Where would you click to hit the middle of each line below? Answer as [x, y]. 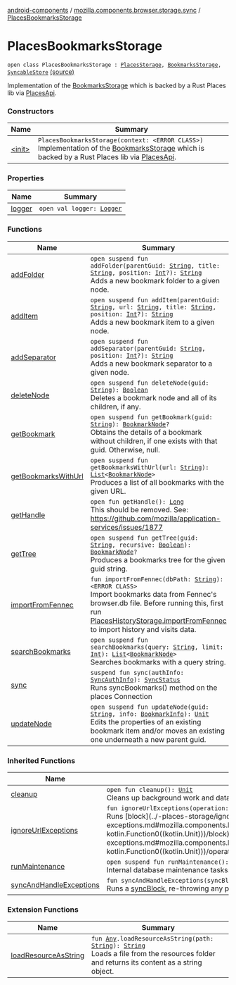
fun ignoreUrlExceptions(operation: [168, 809]
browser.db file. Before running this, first [157, 603]
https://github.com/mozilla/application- [156, 519]
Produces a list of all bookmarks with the [157, 482]
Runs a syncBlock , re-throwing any [165, 888]
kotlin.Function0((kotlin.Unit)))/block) [168, 834]
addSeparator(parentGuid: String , [148, 348]
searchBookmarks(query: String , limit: [157, 647]
